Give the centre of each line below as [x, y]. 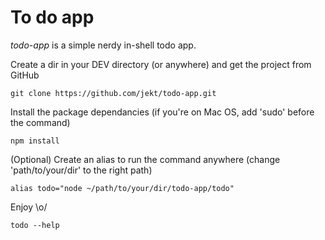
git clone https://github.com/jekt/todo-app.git [113, 93]
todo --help [35, 225]
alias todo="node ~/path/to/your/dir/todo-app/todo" [122, 188]
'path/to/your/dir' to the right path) [81, 170]
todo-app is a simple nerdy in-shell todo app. [103, 45]
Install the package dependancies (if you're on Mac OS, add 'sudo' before [162, 112]
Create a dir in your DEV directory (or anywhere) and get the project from [161, 64]
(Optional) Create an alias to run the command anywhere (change [145, 159]
